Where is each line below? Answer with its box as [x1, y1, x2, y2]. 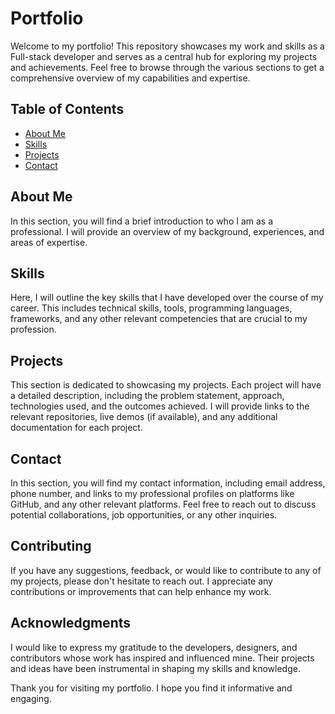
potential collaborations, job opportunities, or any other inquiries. [10, 509, 278, 521]
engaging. [10, 692, 52, 704]
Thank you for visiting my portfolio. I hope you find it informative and [10, 682, 293, 694]
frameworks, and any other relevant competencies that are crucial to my [10, 313, 308, 325]
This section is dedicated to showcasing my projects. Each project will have [10, 379, 322, 391]
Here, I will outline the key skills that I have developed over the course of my [10, 292, 324, 304]
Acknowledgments [10, 615, 132, 632]
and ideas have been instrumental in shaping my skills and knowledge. [10, 662, 301, 674]
